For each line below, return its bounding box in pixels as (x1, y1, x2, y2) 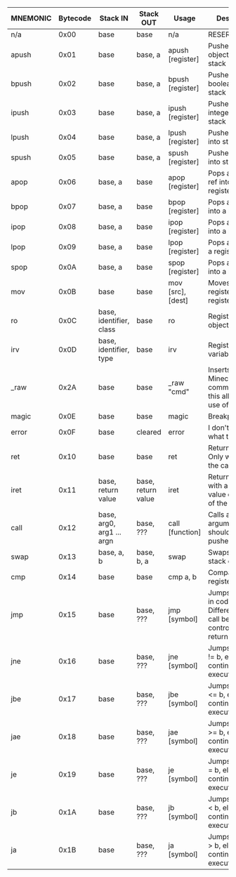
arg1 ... (98, 527, 122, 536)
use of (208, 400, 230, 409)
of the (208, 499, 228, 508)
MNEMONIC (11, 13, 52, 23)
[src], (168, 287, 186, 296)
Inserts (208, 365, 231, 374)
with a (208, 481, 228, 490)
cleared (136, 428, 162, 437)
